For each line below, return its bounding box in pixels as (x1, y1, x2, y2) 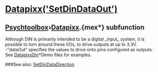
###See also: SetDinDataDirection (5, 62, 75, 67)
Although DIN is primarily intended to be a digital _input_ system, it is (5, 36, 145, 42)
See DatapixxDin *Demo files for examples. (5, 52, 92, 58)
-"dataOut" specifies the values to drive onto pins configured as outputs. (5, 47, 153, 52)
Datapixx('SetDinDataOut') (5, 3, 118, 15)
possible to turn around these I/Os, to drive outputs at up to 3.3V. (5, 41, 137, 47)
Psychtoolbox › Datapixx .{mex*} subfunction (5, 23, 145, 32)
